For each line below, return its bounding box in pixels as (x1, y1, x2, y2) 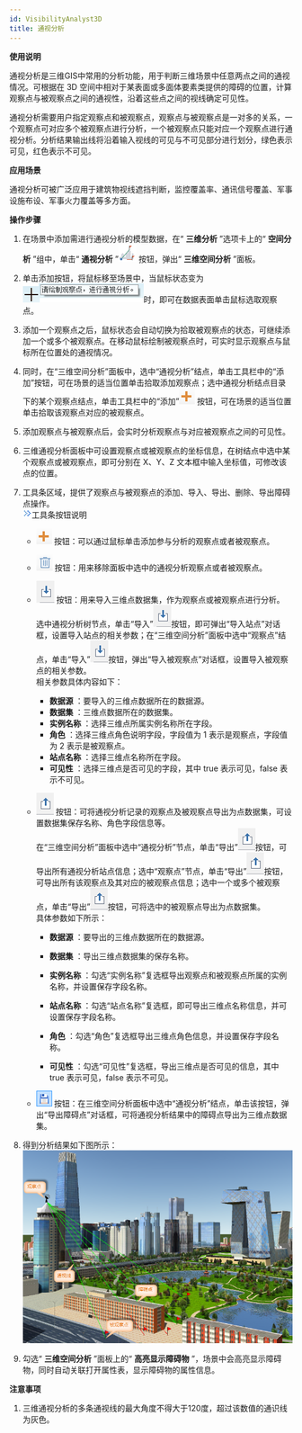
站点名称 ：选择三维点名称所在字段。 (49, 751, 186, 762)
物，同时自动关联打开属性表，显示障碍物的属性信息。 (22, 1364, 220, 1375)
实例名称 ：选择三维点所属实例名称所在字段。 (49, 718, 218, 729)
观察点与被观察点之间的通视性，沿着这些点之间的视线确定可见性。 (9, 93, 253, 103)
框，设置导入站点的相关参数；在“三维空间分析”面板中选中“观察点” (35, 630, 279, 640)
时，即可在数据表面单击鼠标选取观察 (143, 293, 278, 305)
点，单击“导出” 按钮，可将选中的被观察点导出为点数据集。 (35, 900, 265, 912)
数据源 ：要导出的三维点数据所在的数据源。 (49, 931, 209, 942)
